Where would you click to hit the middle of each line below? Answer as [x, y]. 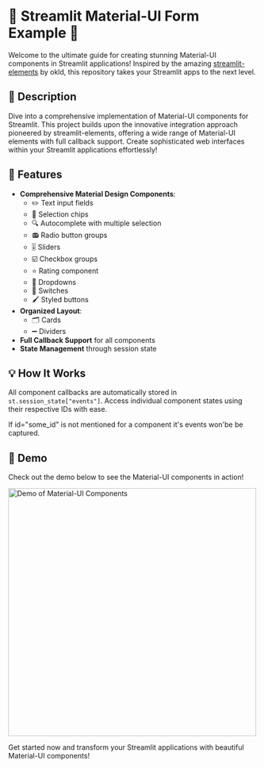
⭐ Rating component [65, 271]
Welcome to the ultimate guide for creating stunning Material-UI [112, 55]
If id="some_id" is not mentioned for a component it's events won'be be [126, 424]
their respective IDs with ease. [58, 409]
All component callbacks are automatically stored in [92, 393]
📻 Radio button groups [69, 235]
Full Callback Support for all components [88, 340]
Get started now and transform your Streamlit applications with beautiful [126, 747]
